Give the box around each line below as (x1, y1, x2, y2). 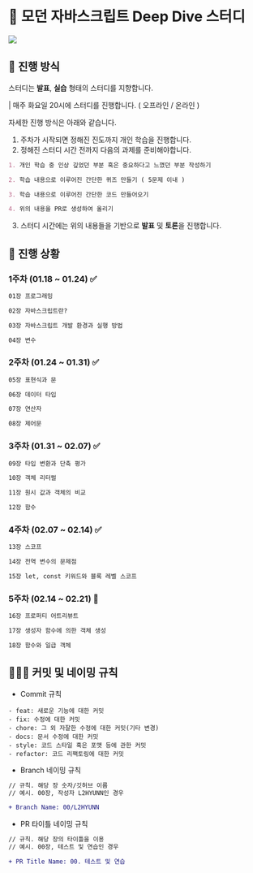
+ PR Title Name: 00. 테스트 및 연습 (8, 858, 126, 866)
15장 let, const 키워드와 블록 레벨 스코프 (8, 573, 137, 581)
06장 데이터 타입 (8, 391, 57, 399)
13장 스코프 (8, 543, 42, 551)
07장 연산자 (8, 405, 42, 413)
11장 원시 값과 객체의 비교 (8, 489, 87, 497)
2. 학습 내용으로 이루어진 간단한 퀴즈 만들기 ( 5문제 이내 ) (8, 175, 186, 184)
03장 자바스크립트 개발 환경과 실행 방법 (8, 322, 123, 330)
